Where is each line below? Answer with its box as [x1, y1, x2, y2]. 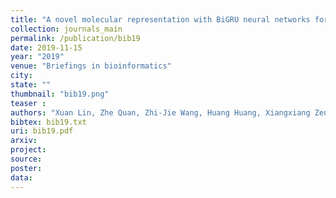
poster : [10, 163, 43, 173]
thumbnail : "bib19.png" [10, 89, 110, 99]
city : [10, 71, 33, 81]
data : [10, 172, 33, 183]
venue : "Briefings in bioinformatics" [10, 61, 172, 71]
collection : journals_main [10, 24, 123, 34]
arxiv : [10, 136, 38, 146]
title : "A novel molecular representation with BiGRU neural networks [10, 14, 311, 25]
